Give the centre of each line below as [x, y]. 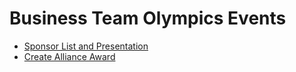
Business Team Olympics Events [148, 18]
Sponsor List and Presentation [86, 46]
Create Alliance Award [69, 56]
